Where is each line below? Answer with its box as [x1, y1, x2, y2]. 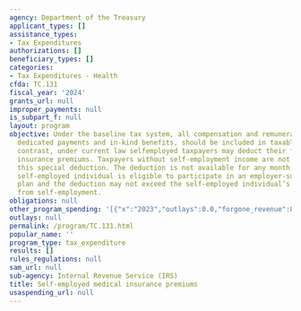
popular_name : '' [9, 229, 74, 238]
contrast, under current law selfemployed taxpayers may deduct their [17, 146, 287, 155]
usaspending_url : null [9, 288, 94, 297]
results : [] [9, 246, 54, 255]
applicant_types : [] [9, 22, 87, 30]
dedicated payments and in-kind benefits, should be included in [17, 138, 267, 147]
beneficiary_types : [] [9, 55, 94, 64]
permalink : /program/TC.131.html [9, 221, 134, 230]
